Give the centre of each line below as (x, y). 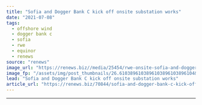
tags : (13, 23)
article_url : (23, 85)
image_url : (20, 67)
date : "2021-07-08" (31, 17)
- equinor (24, 51)
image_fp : (19, 73)
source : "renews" (28, 62)
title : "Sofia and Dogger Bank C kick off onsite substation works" (94, 12)
